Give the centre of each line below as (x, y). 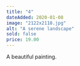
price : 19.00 (23, 40)
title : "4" (20, 12)
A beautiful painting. (32, 57)
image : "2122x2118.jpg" (36, 23)
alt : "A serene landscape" (40, 28)
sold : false (21, 34)
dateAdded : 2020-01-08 (35, 17)
